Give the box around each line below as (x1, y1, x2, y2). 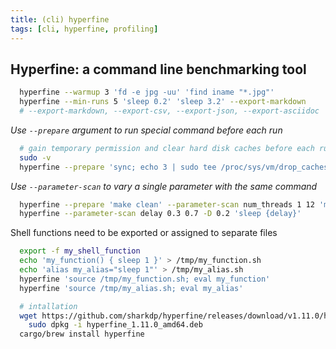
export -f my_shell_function (19, 246, 141, 256)
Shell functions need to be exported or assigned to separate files (10, 227, 278, 239)
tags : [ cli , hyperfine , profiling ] (10, 24, 159, 34)
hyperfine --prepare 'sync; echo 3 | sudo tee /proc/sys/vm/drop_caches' (19, 162, 333, 172)
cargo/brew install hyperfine (19, 329, 145, 340)
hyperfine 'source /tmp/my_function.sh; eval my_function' (19, 274, 271, 284)
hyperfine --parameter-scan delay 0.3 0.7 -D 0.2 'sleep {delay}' (19, 209, 302, 219)
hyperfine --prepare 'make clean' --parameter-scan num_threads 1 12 (19, 199, 315, 210)
